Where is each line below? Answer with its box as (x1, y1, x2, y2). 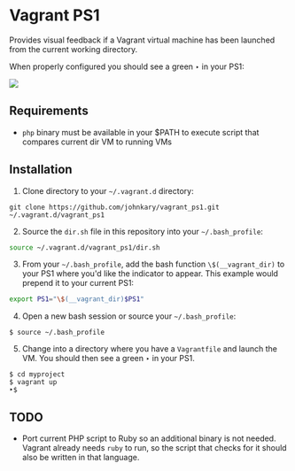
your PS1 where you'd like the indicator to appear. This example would (21, 268, 279, 279)
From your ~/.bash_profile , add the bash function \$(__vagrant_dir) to (21, 259, 285, 270)
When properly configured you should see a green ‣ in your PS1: (9, 61, 245, 72)
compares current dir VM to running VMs (21, 136, 173, 147)
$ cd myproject (9, 370, 66, 379)
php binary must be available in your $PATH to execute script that (21, 127, 260, 137)
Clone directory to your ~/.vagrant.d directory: (21, 185, 194, 196)
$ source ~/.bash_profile (9, 328, 105, 337)
